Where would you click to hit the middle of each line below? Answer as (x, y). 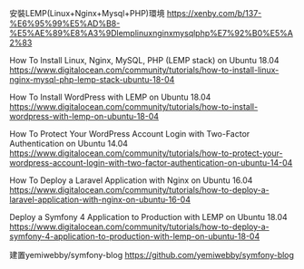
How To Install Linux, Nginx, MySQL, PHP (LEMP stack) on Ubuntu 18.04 (144, 60)
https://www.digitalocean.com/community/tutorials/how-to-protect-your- (146, 153)
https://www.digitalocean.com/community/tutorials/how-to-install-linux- (144, 70)
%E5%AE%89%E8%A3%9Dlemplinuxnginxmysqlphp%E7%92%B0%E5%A (151, 33)
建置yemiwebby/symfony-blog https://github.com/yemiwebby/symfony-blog (152, 255)
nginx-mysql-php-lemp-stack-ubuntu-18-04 (92, 79)
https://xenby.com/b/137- (214, 13)
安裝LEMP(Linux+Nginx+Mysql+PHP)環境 (87, 13)
